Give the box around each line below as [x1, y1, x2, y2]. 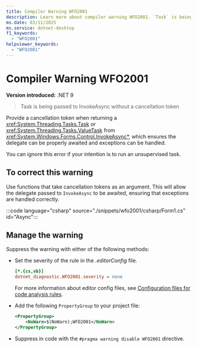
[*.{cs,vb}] [14, 268, 44, 275]
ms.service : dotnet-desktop [6, 25, 75, 31]
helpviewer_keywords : [6, 42, 59, 48]
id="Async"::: [6, 213, 38, 220]
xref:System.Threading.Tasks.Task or [6, 120, 96, 127]
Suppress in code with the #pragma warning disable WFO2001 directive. [14, 335, 185, 342]
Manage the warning [6, 230, 83, 240]
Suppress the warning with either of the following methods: [6, 246, 150, 253]
